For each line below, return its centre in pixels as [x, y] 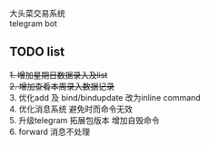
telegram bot [33, 24]
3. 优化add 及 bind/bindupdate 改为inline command [105, 97]
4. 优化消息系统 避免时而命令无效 [71, 109]
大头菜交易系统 [37, 13]
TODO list [37, 52]
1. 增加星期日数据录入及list [59, 74]
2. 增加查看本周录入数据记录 [62, 86]
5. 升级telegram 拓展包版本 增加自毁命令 [85, 120]
